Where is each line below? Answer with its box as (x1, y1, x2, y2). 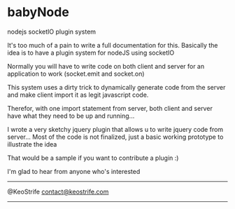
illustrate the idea (7, 140, 57, 148)
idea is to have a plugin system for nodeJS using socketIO (7, 48, 175, 57)
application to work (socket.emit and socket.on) (7, 69, 145, 78)
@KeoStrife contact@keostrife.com (7, 187, 109, 196)
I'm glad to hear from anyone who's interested (7, 167, 141, 175)
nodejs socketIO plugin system (7, 27, 97, 36)
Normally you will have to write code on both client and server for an (7, 62, 205, 70)
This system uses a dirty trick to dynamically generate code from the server (7, 83, 226, 91)
